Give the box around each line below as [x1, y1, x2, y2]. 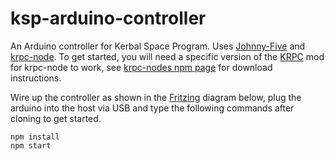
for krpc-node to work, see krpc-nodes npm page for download [10, 61, 273, 73]
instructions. [10, 72, 62, 84]
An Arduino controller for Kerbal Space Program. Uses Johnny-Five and [10, 40, 306, 52]
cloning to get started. [10, 112, 102, 124]
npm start [10, 140, 52, 151]
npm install [10, 132, 60, 142]
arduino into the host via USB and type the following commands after [10, 102, 295, 114]
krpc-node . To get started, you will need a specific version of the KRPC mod [10, 50, 325, 62]
